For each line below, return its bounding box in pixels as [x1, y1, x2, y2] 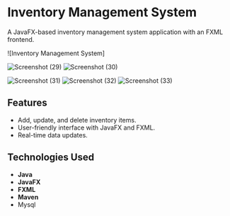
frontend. [7, 35, 35, 43]
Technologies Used [7, 152, 94, 164]
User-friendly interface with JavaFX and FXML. [17, 123, 156, 132]
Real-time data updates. [17, 130, 88, 139]
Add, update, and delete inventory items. [17, 115, 137, 124]
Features [7, 97, 47, 109]
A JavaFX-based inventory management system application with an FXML [7, 28, 224, 36]
